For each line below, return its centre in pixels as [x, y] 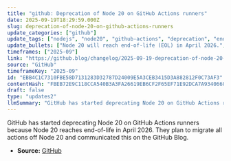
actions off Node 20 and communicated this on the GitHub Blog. [98, 137]
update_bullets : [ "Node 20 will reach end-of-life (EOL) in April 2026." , [117, 45]
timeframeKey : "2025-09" [43, 71]
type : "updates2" [32, 97]
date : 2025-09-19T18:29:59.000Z [53, 20]
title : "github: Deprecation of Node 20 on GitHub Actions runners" [107, 13]
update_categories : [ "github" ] [52, 33]
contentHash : [26, 84]
